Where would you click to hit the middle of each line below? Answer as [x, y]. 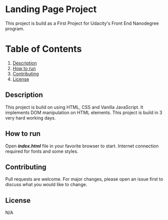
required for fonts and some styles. [42, 151]
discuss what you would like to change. [46, 185]
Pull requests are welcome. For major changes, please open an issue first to [84, 179]
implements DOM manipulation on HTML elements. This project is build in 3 [84, 113]
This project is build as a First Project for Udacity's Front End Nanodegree [82, 23]
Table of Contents [44, 49]
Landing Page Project [51, 9]
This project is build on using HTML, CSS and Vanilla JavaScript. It [74, 107]
